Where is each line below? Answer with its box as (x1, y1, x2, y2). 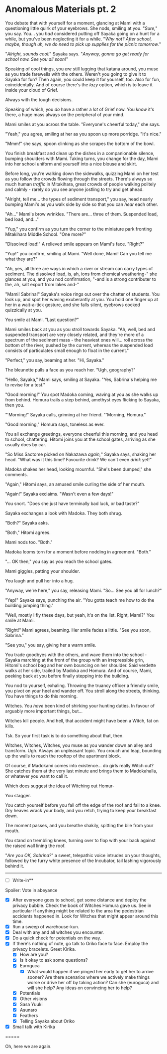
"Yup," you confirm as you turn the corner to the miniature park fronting (5, 226, 152, 232)
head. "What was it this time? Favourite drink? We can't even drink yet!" (5, 456, 152, 462)
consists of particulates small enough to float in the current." (5, 348, 129, 353)
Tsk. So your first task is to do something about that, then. (5, 732, 124, 738)
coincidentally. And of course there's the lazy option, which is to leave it (5, 81, 153, 88)
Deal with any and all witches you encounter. (12, 929, 104, 935)
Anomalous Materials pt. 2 (5, 3, 116, 15)
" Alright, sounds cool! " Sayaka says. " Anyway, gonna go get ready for (5, 51, 149, 57)
